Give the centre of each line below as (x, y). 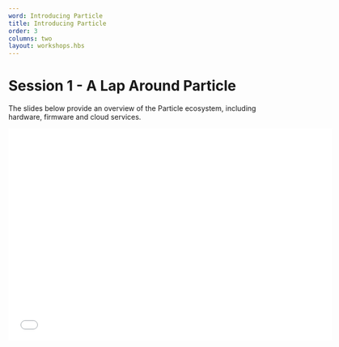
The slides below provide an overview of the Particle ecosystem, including (132, 108)
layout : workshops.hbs (47, 46)
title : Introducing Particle (57, 23)
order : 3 (23, 31)
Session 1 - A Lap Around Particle (123, 86)
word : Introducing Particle (56, 16)
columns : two (30, 38)
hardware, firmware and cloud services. (75, 117)
